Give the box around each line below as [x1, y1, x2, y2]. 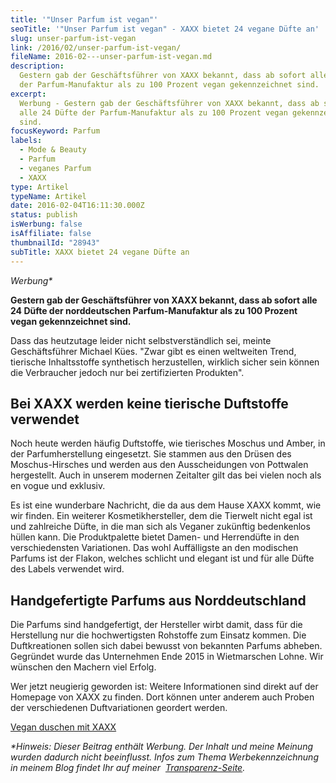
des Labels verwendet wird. [10, 563, 125, 575]
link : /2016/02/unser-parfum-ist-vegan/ [10, 42, 182, 53]
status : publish [10, 210, 78, 220]
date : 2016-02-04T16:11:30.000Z [10, 201, 145, 211]
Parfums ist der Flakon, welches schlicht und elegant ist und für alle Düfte [10, 552, 315, 565]
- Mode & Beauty [19, 145, 87, 155]
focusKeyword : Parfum [10, 126, 101, 136]
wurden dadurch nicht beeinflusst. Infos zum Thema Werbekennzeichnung [10, 751, 319, 763]
